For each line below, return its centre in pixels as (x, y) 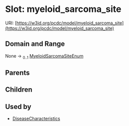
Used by (18, 106)
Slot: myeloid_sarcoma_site (63, 9)
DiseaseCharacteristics (36, 119)
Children (19, 90)
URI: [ (11, 23)
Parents (17, 72)
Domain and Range (35, 44)
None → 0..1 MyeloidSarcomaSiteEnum (44, 57)
